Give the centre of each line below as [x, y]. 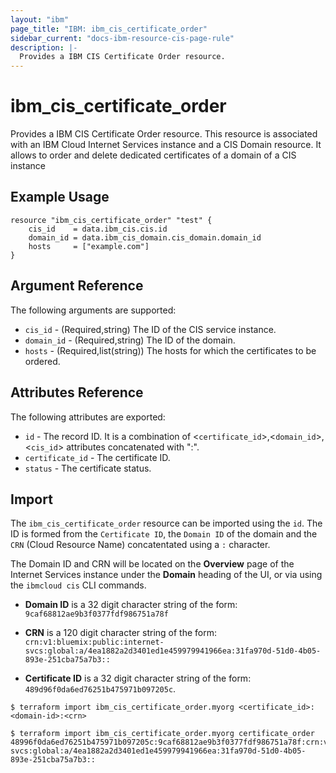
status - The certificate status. [88, 468]
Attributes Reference [77, 392]
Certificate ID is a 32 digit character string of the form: [138, 678]
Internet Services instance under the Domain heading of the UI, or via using [166, 575]
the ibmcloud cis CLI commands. [78, 585]
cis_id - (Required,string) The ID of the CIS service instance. [150, 329]
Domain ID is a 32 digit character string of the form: [131, 605]
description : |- [44, 47]
